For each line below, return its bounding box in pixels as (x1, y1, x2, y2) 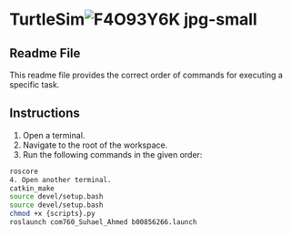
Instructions (9, 106, 80, 121)
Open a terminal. (22, 129, 86, 140)
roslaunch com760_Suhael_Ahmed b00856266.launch (9, 218, 197, 227)
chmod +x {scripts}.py (9, 210, 96, 219)
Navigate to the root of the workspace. (22, 139, 168, 150)
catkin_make (9, 183, 55, 193)
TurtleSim (9, 9, 86, 30)
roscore (9, 167, 39, 176)
